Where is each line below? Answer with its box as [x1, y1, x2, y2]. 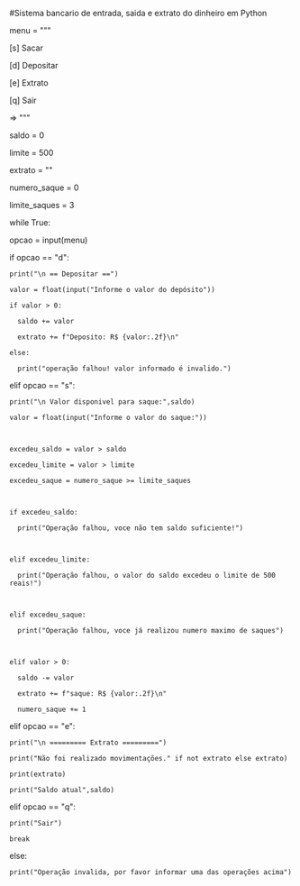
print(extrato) [9, 770, 67, 779]
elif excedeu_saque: [9, 610, 87, 619]
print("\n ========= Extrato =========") [9, 738, 168, 747]
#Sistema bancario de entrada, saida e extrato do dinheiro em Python [9, 8, 268, 18]
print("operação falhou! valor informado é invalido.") [17, 364, 232, 373]
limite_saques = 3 [9, 200, 75, 210]
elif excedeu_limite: [9, 555, 91, 564]
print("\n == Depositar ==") [9, 269, 119, 279]
